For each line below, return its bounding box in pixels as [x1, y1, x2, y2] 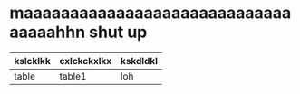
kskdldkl [121, 54, 159, 67]
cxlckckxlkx [59, 54, 112, 67]
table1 [59, 70, 87, 82]
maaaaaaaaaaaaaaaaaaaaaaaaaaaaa [9, 3, 292, 23]
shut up [89, 22, 148, 42]
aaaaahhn [9, 22, 86, 42]
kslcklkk [14, 54, 52, 67]
